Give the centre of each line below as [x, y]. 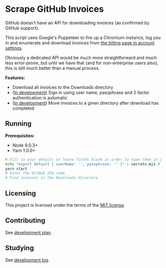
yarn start [16, 169]
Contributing [25, 221]
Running [19, 124]
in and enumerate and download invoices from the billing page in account [80, 42]
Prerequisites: [20, 135]
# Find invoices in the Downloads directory [52, 178]
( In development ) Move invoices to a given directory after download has [85, 103]
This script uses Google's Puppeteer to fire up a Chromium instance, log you [83, 38]
